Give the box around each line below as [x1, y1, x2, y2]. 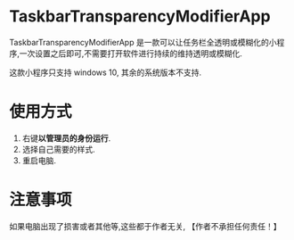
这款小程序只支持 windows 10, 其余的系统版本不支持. [9, 67, 202, 78]
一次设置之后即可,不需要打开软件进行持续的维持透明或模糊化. [19, 47, 243, 59]
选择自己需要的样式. [21, 144, 95, 154]
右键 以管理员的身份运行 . [21, 132, 111, 144]
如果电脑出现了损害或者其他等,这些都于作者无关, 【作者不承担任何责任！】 [9, 220, 282, 231]
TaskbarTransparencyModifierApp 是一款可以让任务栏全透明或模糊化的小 [9, 37, 277, 47]
